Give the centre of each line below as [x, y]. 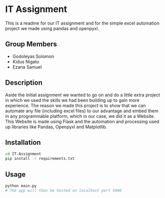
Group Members [31, 44]
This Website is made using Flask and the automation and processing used [82, 121]
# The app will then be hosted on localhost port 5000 [63, 190]
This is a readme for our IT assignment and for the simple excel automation [82, 23]
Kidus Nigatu [26, 62]
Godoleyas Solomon [33, 56]
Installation [23, 142]
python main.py [21, 186]
